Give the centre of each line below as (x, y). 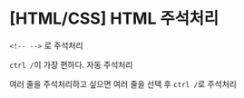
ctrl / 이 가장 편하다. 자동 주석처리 (71, 64)
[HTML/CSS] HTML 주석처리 (114, 19)
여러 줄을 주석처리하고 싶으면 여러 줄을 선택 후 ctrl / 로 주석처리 (123, 83)
